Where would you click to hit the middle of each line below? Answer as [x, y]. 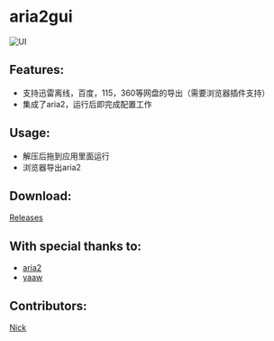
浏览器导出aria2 [51, 167]
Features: [37, 70]
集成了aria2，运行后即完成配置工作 [87, 104]
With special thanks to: [76, 246]
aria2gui [41, 17]
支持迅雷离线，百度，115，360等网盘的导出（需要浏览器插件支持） [146, 93]
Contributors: [48, 305]
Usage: [30, 133]
